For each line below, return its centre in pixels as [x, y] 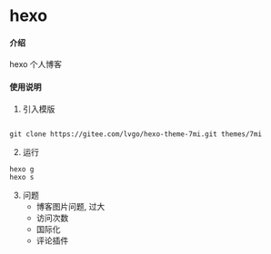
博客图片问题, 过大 [70, 206]
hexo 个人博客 [35, 64]
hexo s [22, 177]
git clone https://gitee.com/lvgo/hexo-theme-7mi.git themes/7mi [135, 134]
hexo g [22, 169]
